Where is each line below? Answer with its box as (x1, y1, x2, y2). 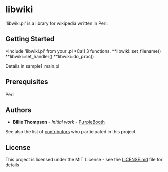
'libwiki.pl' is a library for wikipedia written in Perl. (5, 20, 108, 26)
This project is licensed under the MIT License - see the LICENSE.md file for (5, 157, 163, 163)
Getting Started (5, 35, 55, 43)
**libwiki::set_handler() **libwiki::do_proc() (5, 53, 94, 59)
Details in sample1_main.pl (5, 63, 59, 69)
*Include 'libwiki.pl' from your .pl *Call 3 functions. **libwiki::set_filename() (5, 48, 161, 54)
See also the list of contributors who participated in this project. (5, 129, 137, 135)
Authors (5, 106, 32, 114)
